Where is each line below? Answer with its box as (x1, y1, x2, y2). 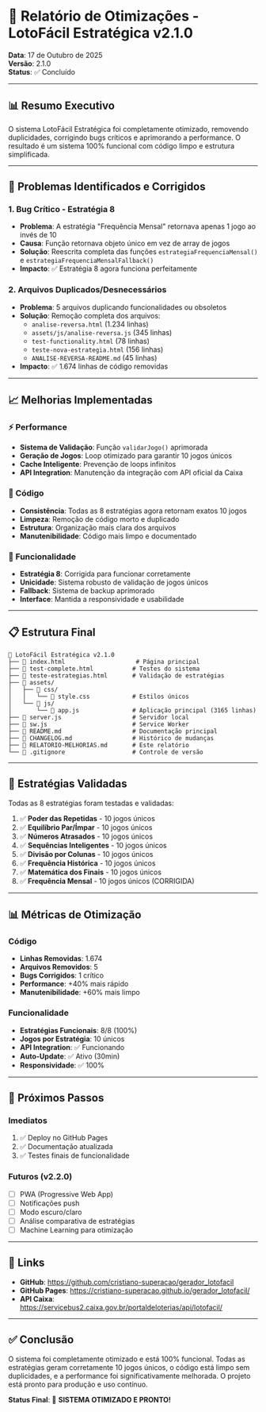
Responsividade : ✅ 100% (19, 1060, 104, 1070)
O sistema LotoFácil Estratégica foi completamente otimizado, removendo (8, 124, 249, 133)
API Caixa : (19, 1294, 55, 1303)
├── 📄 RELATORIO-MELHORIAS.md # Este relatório (8, 741, 190, 749)
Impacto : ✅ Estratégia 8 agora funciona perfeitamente (19, 264, 198, 273)
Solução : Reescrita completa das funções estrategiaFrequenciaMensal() (19, 247, 258, 257)
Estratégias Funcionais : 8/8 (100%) (19, 1025, 138, 1035)
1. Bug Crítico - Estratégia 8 (8, 204, 116, 215)
